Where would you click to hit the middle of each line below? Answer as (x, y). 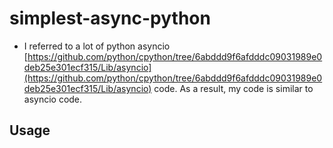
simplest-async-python (110, 18)
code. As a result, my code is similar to (233, 88)
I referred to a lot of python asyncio (97, 46)
